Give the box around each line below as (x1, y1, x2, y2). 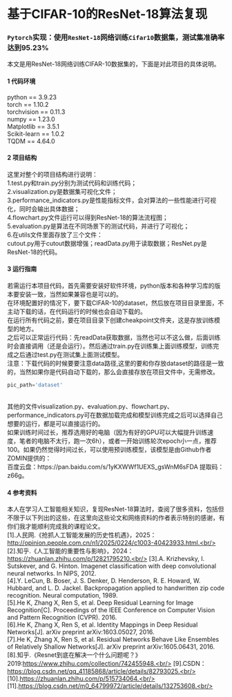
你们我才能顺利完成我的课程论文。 (7, 522, 104, 531)
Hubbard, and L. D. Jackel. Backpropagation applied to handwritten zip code (7, 584, 225, 592)
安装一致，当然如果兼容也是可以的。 (19, 291, 122, 299)
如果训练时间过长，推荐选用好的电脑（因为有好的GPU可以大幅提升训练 (7, 428, 208, 436)
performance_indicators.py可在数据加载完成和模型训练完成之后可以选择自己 (7, 411, 223, 419)
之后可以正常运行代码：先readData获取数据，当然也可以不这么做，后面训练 (7, 333, 221, 342)
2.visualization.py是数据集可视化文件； (7, 187, 117, 195)
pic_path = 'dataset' (7, 382, 64, 389)
